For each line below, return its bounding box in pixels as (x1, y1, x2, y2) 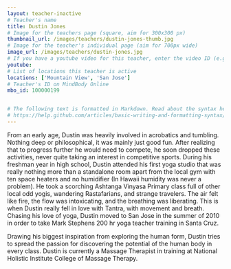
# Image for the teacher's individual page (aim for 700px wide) (7, 42, 198, 49)
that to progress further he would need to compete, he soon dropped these (7, 146, 220, 154)
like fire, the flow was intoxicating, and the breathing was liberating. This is (7, 197, 219, 205)
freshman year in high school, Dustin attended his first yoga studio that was (7, 160, 221, 168)
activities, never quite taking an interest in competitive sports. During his (7, 152, 212, 161)
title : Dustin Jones (7, 23, 67, 30)
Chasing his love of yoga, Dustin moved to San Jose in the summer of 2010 (7, 211, 220, 219)
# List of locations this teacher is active (7, 68, 137, 74)
